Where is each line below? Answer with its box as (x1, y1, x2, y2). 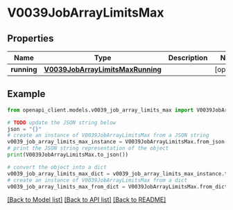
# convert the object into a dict (7, 164, 107, 170)
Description (168, 53, 208, 62)
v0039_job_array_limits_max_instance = (7, 139, 123, 146)
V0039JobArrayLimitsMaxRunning (44, 64, 162, 74)
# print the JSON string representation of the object (7, 145, 169, 152)
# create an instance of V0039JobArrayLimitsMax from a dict (7, 177, 188, 184)
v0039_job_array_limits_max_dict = (7, 170, 110, 177)
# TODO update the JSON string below (7, 119, 116, 126)
